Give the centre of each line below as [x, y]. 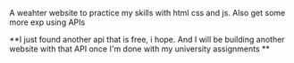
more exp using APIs [47, 22]
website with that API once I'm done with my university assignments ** [139, 49]
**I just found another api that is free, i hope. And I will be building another [147, 39]
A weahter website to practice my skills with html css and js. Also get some [147, 13]
